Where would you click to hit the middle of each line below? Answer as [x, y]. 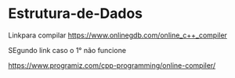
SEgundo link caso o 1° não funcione [67, 50]
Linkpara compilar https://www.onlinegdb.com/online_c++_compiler [117, 35]
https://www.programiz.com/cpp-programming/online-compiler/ [112, 65]
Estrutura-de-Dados [76, 14]
